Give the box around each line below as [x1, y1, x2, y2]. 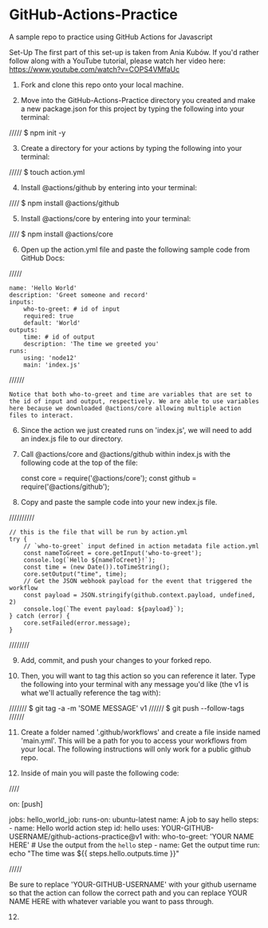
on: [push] [9, 799, 43, 808]
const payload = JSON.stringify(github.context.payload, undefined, [23, 591, 256, 599]
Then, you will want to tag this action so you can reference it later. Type [20, 671, 256, 680]
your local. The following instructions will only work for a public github [20, 744, 251, 754]
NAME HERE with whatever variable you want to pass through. [9, 896, 215, 906]
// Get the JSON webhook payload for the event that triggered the [23, 577, 252, 585]
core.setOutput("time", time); [23, 569, 128, 578]
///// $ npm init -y [9, 128, 66, 137]
